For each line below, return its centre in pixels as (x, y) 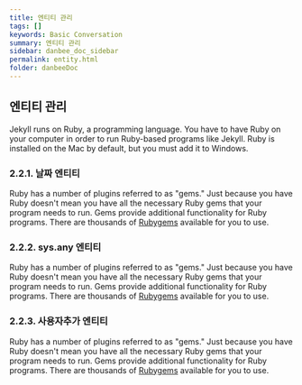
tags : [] (26, 26)
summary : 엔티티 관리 (45, 43)
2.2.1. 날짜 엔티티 (45, 173)
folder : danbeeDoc (44, 69)
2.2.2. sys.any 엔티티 (55, 247)
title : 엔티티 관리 (41, 18)
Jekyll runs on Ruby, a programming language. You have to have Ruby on (145, 129)
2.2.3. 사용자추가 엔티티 (59, 321)
